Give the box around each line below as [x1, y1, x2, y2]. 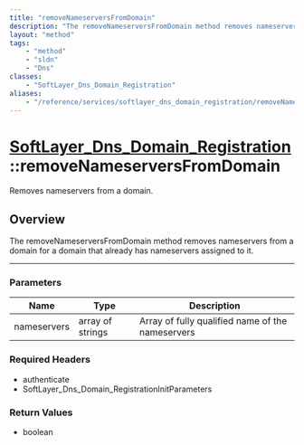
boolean [22, 427, 53, 438]
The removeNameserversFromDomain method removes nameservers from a [9, 236, 294, 247]
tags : [9, 38, 30, 48]
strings [78, 327, 109, 339]
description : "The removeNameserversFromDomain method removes [9, 22, 253, 31]
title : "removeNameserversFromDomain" [9, 13, 156, 23]
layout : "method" [9, 30, 75, 39]
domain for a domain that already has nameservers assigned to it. [9, 245, 254, 256]
